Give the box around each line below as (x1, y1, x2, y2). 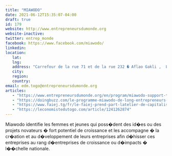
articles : (5, 88, 27, 93)
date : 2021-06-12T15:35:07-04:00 (5, 12, 77, 17)
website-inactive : (5, 31, 45, 36)
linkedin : (5, 45, 27, 50)
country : (12, 79, 31, 84)
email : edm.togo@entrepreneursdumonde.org (5, 83, 97, 88)
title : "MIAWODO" (5, 7, 42, 13)
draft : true (5, 17, 31, 22)
